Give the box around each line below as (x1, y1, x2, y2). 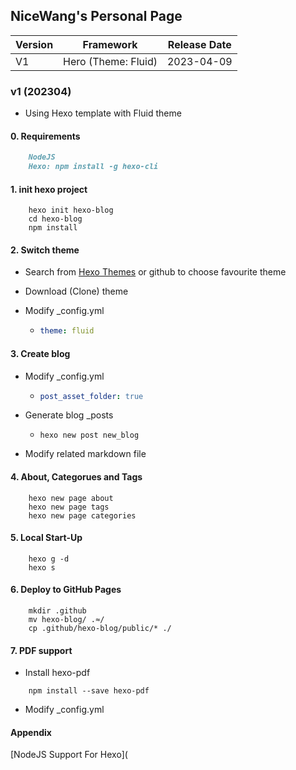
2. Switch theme (10, 244, 80, 256)
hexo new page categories (28, 510, 137, 521)
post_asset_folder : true (39, 391, 144, 401)
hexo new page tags (28, 502, 110, 512)
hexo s (28, 562, 56, 573)
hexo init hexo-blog (28, 205, 114, 216)
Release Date (167, 37, 232, 51)
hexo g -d (28, 554, 70, 564)
